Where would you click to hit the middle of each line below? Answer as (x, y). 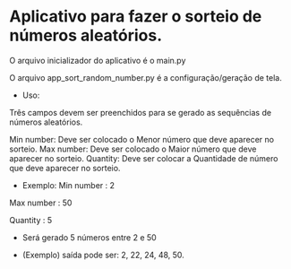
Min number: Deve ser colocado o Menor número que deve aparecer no (142, 139)
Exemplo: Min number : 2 (68, 185)
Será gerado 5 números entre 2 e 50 (89, 237)
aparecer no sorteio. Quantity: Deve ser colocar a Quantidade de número (144, 158)
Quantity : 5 (31, 220)
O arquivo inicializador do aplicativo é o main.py (98, 60)
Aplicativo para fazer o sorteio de (136, 17)
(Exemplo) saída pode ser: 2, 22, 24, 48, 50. (103, 255)
